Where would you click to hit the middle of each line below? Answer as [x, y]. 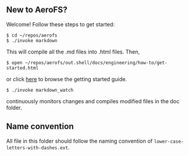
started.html [22, 68]
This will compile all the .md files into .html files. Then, [73, 52]
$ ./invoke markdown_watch [40, 90]
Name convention [40, 126]
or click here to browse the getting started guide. [67, 79]
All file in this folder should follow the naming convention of [79, 141]
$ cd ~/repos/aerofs [32, 35]
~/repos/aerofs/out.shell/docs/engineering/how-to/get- [96, 62]
